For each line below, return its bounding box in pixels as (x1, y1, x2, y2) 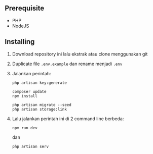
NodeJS (12, 23, 29, 29)
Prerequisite (5, 4, 45, 13)
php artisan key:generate (12, 80, 67, 85)
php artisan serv (12, 144, 49, 149)
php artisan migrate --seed (12, 102, 71, 108)
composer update (12, 89, 47, 94)
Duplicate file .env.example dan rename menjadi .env (12, 61, 123, 67)
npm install (12, 93, 37, 98)
